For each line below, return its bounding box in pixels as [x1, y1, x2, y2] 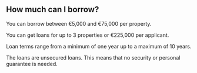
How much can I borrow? [6, 5, 99, 15]
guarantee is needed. [6, 60, 58, 67]
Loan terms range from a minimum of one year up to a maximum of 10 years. [6, 43, 192, 50]
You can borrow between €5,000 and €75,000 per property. [6, 20, 152, 27]
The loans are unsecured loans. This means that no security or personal [6, 54, 181, 61]
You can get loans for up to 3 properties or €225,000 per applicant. [6, 32, 169, 39]
